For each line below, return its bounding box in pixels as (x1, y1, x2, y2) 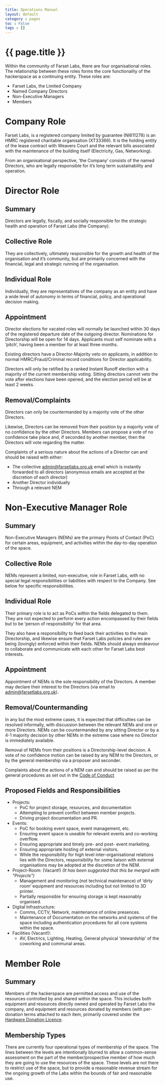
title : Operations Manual (5, 7, 58, 12)
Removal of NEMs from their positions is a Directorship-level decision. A (5, 747, 151, 753)
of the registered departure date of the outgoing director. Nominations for (5, 331, 154, 337)
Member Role (5, 958, 61, 969)
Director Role (5, 185, 60, 197)
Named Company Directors (12, 88, 68, 94)
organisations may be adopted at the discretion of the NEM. (19, 862, 140, 868)
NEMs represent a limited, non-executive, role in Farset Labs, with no (5, 572, 145, 579)
